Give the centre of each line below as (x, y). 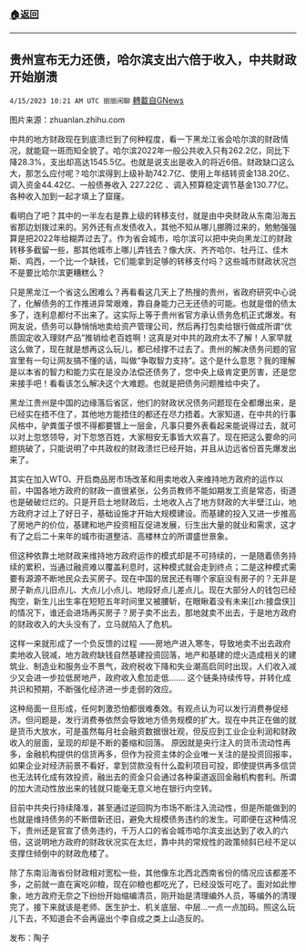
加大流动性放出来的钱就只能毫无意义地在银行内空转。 (117, 789)
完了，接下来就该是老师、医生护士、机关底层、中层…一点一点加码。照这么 (149, 907)
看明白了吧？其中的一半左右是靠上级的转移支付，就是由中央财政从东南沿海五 (153, 215)
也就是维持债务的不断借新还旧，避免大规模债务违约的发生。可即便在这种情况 (153, 820)
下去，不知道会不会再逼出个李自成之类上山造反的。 (113, 918)
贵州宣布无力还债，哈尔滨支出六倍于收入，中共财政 (153, 60)
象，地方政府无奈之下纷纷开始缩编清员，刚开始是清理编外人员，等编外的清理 (153, 895)
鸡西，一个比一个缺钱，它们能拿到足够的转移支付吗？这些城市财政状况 (157, 261)
